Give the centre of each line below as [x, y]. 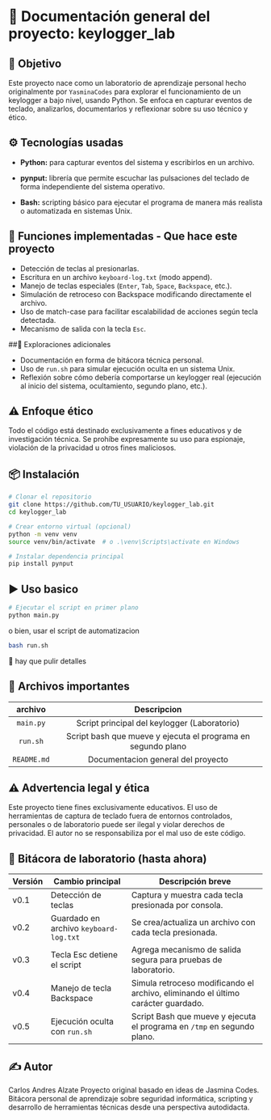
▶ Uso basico [44, 589]
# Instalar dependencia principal [67, 556]
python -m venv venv [43, 534]
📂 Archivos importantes [69, 687]
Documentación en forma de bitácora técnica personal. [112, 360]
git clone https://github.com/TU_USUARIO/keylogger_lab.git [112, 505]
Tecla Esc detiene [85, 955]
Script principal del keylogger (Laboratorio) [158, 723]
